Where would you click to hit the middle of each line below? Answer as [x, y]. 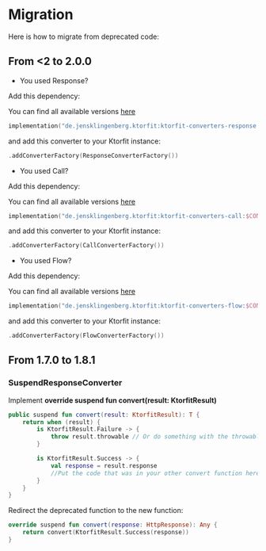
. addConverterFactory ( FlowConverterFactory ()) [86, 336]
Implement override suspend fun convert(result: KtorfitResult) [113, 400]
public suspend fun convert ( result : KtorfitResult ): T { [104, 415]
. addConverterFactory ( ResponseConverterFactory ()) [93, 155]
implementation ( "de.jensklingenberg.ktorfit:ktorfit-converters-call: [127, 216]
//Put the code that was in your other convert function [146, 473]
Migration [41, 15]
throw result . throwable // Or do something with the [139, 437]
